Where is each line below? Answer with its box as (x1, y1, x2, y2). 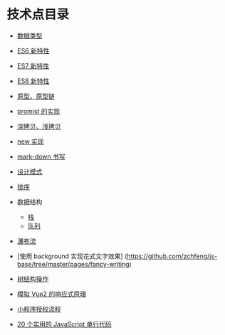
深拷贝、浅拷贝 (16, 122, 61, 130)
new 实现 (16, 137, 44, 146)
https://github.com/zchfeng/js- (127, 252, 218, 260)
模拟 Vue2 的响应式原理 (16, 289, 87, 298)
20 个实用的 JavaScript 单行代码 (16, 319, 112, 328)
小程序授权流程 (16, 304, 61, 313)
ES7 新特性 (16, 61, 50, 70)
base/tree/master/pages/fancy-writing (16, 260, 130, 268)
